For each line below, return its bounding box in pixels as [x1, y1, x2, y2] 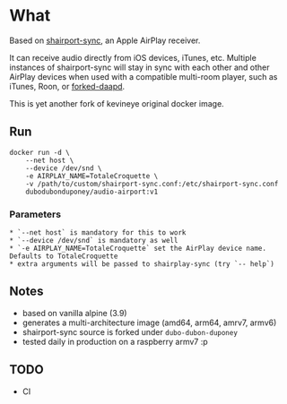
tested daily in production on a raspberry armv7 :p [22, 336, 208, 347]
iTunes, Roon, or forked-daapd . [9, 81, 126, 91]
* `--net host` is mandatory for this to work [9, 228, 187, 237]
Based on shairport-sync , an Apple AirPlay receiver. [9, 35, 201, 46]
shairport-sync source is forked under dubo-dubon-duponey [22, 326, 238, 337]
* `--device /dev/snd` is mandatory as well [9, 236, 178, 245]
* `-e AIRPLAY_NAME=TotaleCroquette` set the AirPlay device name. [9, 244, 267, 254]
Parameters [9, 208, 61, 220]
